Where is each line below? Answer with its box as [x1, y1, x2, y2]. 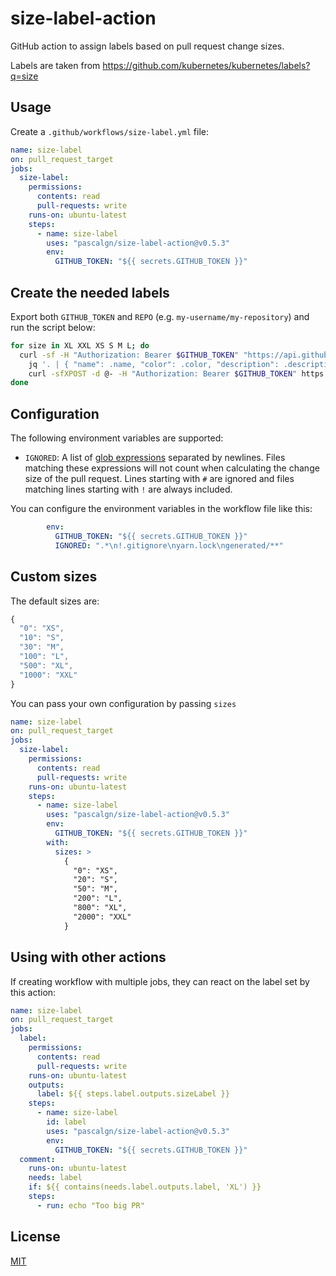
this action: [10, 986, 57, 998]
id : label [46, 1117, 87, 1127]
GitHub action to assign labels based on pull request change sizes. [10, 40, 285, 52]
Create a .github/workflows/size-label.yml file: [10, 125, 209, 137]
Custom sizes [10, 568, 98, 586]
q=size [10, 70, 39, 82]
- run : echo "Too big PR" [36, 1200, 145, 1211]
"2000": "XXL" [73, 912, 132, 922]
